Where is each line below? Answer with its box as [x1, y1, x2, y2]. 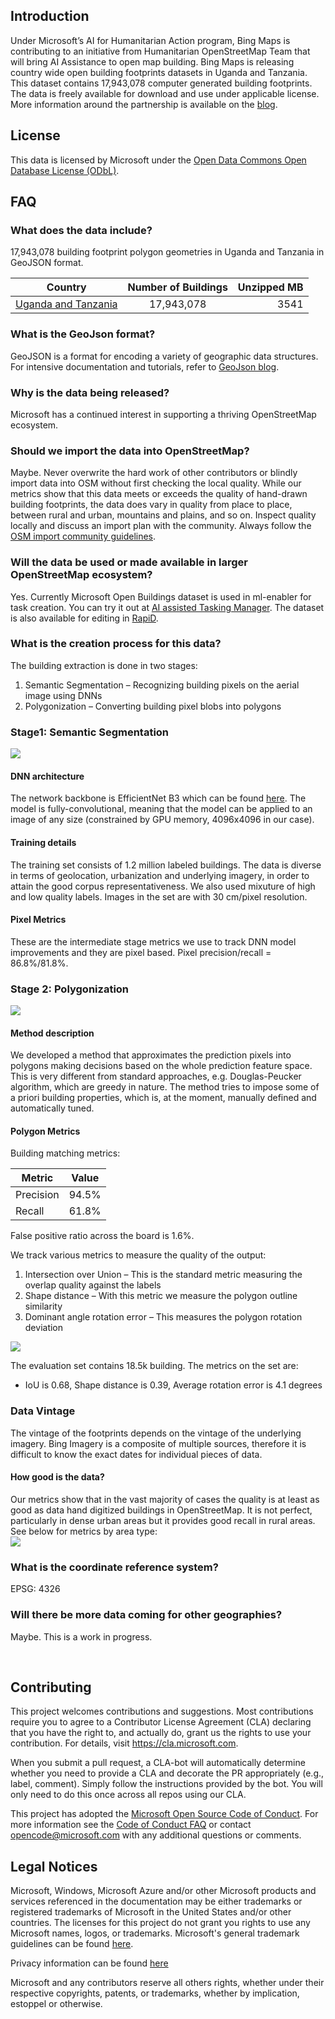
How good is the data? [10, 1471, 105, 1483]
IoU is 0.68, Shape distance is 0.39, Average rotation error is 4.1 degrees [24, 1379, 323, 1391]
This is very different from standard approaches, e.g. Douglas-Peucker [10, 1070, 302, 1083]
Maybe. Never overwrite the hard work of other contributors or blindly [10, 467, 298, 479]
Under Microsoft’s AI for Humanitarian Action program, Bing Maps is [10, 34, 291, 46]
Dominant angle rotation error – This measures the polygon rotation [24, 1311, 303, 1323]
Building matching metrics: [10, 1147, 121, 1159]
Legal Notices [10, 1858, 98, 1875]
